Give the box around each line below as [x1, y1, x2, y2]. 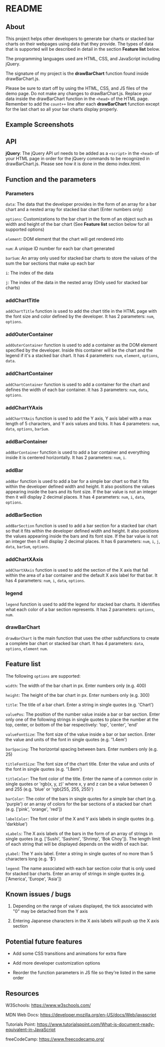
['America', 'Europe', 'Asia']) [5, 876, 62, 882]
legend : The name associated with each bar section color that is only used [5, 865, 156, 871]
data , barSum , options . [5, 543, 50, 549]
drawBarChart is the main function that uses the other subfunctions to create [5, 635, 160, 641]
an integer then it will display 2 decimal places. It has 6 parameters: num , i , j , [5, 538, 160, 544]
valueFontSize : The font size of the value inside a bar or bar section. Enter [5, 731, 156, 737]
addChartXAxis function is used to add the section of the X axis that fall [5, 567, 149, 573]
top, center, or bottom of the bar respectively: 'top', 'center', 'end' [5, 722, 138, 727]
